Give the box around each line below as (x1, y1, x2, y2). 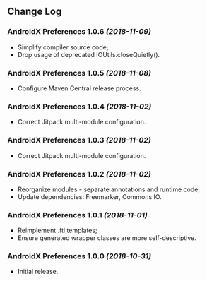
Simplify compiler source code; (17, 42, 109, 52)
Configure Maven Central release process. (17, 84, 141, 92)
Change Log (7, 6, 62, 18)
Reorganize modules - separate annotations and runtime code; (17, 185, 200, 193)
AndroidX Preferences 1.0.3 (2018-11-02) (7, 136, 151, 145)
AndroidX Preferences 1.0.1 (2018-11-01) (7, 210, 148, 220)
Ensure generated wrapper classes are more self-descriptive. (17, 234, 196, 242)
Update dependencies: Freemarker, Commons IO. (17, 192, 162, 201)
